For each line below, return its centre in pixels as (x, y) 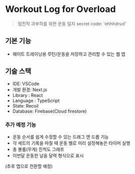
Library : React (28, 95)
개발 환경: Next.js (30, 89)
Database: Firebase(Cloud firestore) (49, 111)
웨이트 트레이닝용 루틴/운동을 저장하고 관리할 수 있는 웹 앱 (69, 54)
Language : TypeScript (36, 100)
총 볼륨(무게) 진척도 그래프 (38, 149)
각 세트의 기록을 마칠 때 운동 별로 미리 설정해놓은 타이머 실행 (71, 143)
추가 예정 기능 (21, 125)
